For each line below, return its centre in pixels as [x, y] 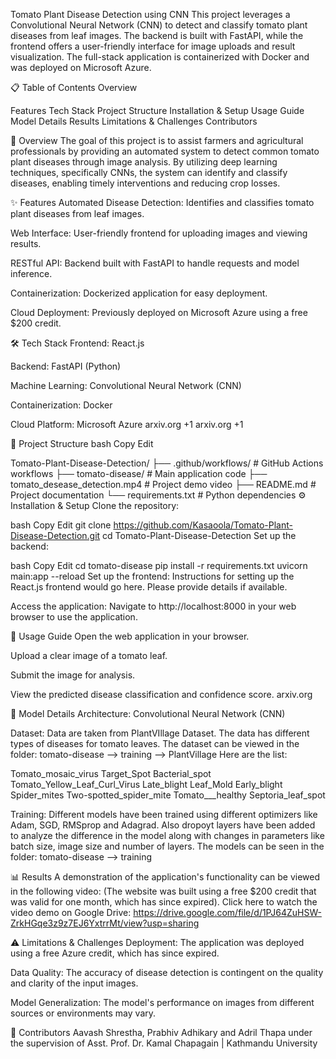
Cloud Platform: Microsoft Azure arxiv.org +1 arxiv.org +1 [127, 424]
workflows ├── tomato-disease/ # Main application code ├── [139, 473]
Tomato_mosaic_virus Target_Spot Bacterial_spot [111, 773]
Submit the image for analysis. [73, 675]
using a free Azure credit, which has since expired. [115, 953]
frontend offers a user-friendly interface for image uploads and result [153, 46]
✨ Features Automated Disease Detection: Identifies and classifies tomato [162, 202]
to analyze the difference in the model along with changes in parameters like [167, 835]
